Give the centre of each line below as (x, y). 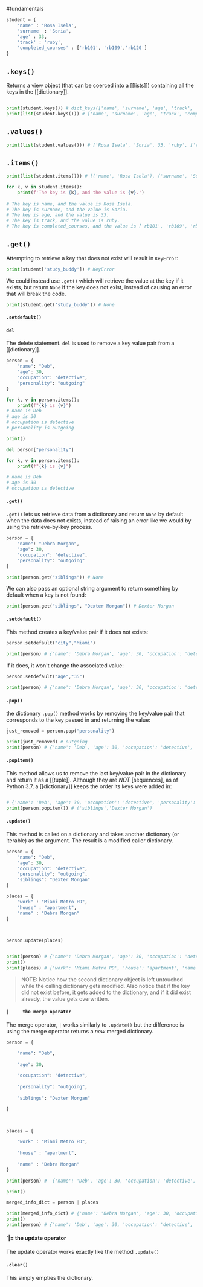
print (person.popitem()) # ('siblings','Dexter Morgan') (79, 808)
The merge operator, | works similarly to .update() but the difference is (95, 1025)
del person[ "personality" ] (40, 449)
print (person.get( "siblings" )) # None (55, 577)
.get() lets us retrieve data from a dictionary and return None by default (95, 514)
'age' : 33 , (32, 37)
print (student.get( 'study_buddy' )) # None (60, 304)
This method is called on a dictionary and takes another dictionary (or (93, 834)
